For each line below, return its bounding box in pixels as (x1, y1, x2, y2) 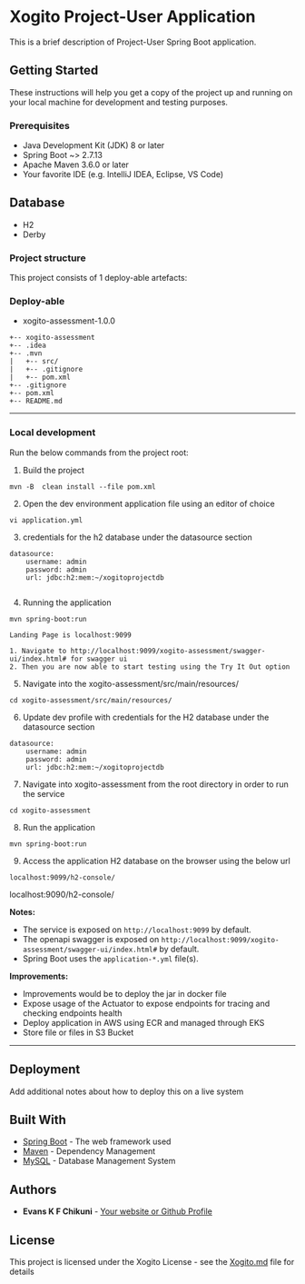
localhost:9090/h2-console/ (9, 889, 115, 900)
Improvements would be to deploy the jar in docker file (22, 988, 227, 999)
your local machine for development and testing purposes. (9, 96, 229, 107)
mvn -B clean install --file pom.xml (9, 482, 156, 492)
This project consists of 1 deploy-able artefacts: (9, 273, 188, 284)
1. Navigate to (9, 646, 67, 655)
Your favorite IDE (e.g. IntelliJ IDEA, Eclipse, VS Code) (22, 169, 224, 180)
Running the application (22, 597, 112, 608)
